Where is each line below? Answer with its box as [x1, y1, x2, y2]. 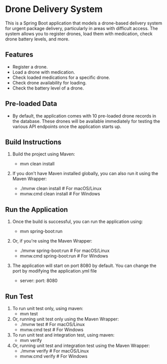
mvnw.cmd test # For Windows [19, 326, 84, 332]
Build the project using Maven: [12, 151, 75, 157]
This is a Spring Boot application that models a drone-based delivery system [5, 20, 163, 26]
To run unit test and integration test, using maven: [12, 332, 115, 338]
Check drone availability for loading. [12, 79, 87, 85]
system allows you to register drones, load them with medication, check [5, 30, 153, 36]
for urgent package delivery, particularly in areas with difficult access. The [5, 25, 158, 31]
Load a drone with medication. [12, 69, 75, 75]
